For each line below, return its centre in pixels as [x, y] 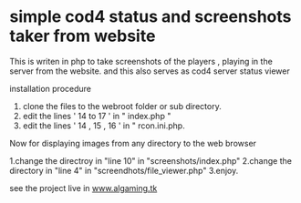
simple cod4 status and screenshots [150, 17]
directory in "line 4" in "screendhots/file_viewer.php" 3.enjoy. [124, 170]
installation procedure [50, 88]
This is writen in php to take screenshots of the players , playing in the [141, 61]
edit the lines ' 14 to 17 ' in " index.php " [97, 116]
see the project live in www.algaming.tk [83, 188]
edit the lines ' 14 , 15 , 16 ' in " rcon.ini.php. [104, 126]
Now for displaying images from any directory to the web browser [133, 143]
